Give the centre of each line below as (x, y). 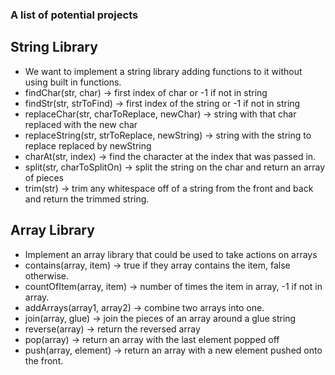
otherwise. (47, 275)
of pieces (44, 177)
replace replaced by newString (88, 145)
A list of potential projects (74, 15)
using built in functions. (73, 82)
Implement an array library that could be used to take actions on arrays (171, 254)
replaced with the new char (81, 124)
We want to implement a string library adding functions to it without (163, 71)
